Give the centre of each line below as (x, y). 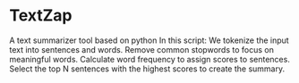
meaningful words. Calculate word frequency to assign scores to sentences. (150, 59)
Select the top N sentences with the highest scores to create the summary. (147, 69)
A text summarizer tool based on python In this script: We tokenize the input (149, 40)
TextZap (41, 16)
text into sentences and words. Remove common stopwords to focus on (142, 49)
